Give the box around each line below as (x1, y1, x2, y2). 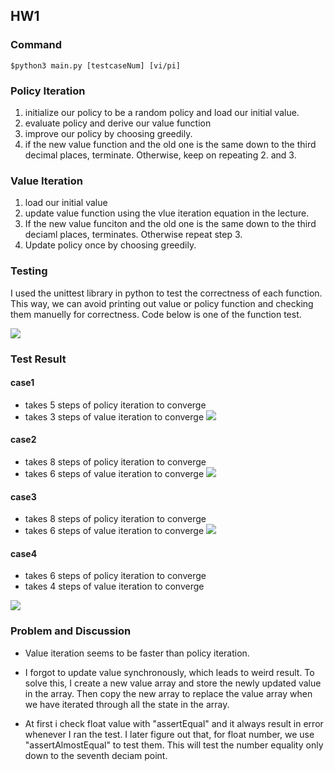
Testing (10, 264, 48, 278)
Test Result (10, 352, 67, 366)
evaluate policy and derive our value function (24, 117, 212, 129)
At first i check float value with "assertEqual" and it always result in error (24, 717, 324, 729)
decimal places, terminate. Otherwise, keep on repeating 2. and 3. (24, 149, 297, 161)
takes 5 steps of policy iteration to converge (24, 399, 207, 411)
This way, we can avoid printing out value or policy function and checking (10, 297, 314, 309)
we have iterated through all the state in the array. (24, 698, 230, 710)
